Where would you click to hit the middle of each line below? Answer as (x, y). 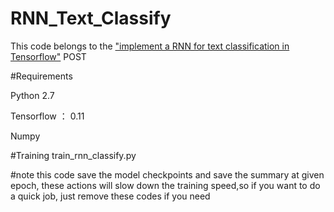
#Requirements (41, 76)
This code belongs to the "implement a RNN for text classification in (150, 46)
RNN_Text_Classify (91, 18)
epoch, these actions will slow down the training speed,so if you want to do (165, 185)
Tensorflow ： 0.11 (47, 116)
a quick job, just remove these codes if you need (110, 196)
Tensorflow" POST (48, 56)
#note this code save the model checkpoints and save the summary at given (167, 174)
